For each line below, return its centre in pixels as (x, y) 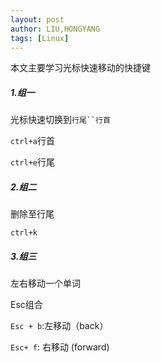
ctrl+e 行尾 (32, 162)
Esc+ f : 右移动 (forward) (60, 347)
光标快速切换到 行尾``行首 (60, 120)
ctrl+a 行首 (32, 141)
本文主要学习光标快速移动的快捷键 (80, 68)
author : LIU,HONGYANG (55, 29)
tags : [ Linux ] (40, 38)
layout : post (37, 19)
